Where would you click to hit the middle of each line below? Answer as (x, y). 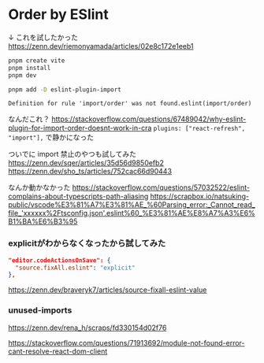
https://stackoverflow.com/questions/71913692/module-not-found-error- (126, 343)
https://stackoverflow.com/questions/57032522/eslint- (161, 187)
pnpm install (30, 68)
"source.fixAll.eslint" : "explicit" (75, 268)
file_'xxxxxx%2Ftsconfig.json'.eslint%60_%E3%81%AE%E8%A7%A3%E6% (132, 213)
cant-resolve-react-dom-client (58, 351)
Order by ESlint (58, 15)
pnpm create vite (37, 61)
